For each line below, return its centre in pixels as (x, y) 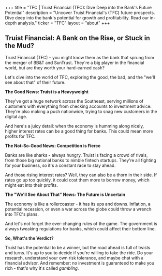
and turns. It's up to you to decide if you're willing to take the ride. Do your (79, 253)
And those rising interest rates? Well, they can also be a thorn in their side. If (81, 175)
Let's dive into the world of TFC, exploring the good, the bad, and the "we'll (80, 77)
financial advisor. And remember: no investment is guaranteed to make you (80, 263)
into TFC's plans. (22, 214)
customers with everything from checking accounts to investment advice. (78, 106)
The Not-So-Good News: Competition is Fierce (53, 146)
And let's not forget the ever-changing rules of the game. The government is (81, 224)
